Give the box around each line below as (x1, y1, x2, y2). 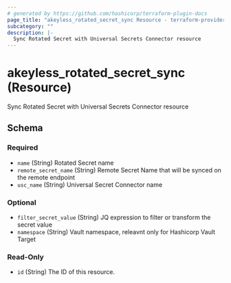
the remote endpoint (16, 173, 76, 181)
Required (7, 143, 38, 152)
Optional (7, 197, 36, 207)
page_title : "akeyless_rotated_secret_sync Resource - (7, 16, 168, 23)
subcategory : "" (7, 23, 54, 30)
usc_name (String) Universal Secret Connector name (16, 180, 163, 189)
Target (16, 235, 36, 244)
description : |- (7, 29, 54, 36)
